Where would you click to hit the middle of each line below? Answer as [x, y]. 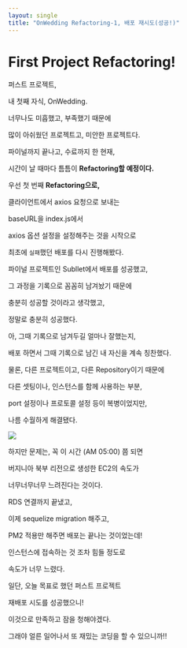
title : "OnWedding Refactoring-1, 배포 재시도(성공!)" [94, 23]
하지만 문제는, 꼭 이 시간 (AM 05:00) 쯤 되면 [76, 451]
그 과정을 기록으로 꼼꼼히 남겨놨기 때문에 [70, 286]
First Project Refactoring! [92, 62]
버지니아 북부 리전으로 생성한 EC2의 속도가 [73, 468]
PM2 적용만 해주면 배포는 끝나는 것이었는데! [75, 536]
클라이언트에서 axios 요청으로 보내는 [64, 202]
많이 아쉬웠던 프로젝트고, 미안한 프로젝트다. [74, 135]
